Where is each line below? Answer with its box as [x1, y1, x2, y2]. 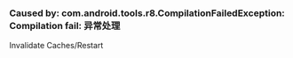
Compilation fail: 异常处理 [9, 19, 121, 32]
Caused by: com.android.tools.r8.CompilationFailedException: [9, 7, 286, 19]
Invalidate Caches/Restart [9, 40, 104, 51]
